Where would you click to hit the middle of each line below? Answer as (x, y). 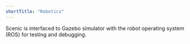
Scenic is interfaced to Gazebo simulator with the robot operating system (95, 28)
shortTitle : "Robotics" (35, 11)
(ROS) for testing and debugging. (46, 34)
